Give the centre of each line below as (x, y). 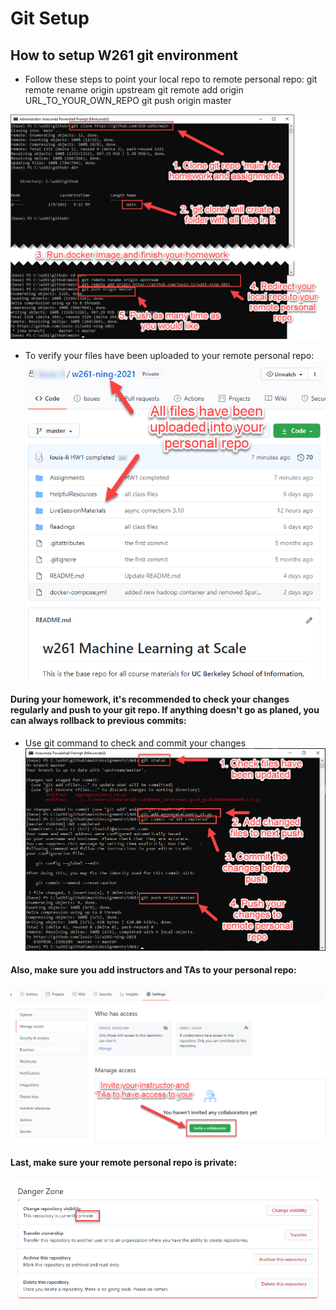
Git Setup (50, 18)
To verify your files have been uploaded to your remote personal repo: (169, 356)
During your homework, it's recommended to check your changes (150, 699)
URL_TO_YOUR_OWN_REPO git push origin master (128, 100)
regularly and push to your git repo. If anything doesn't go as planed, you (165, 710)
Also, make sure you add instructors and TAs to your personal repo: (153, 970)
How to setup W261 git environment (124, 55)
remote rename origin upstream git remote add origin (134, 90)
